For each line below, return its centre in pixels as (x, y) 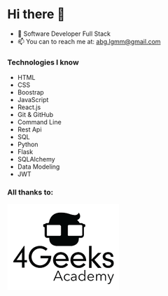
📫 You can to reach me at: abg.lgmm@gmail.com (89, 41)
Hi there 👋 (36, 14)
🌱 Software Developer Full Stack (64, 34)
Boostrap (30, 92)
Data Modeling (38, 167)
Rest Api (29, 129)
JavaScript (33, 100)
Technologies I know (43, 62)
